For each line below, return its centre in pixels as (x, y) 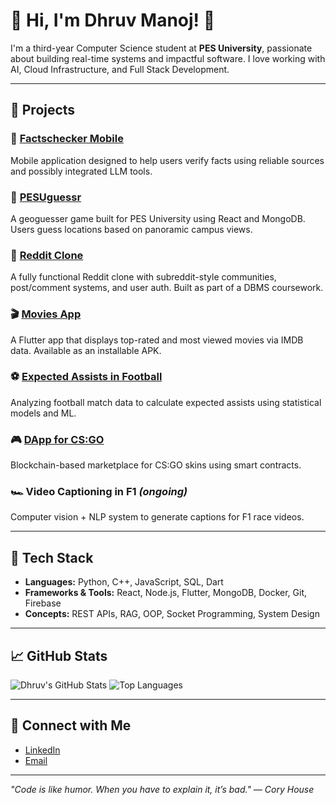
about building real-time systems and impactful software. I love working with (168, 58)
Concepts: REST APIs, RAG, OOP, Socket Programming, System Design (172, 614)
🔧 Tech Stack (52, 557)
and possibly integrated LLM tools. (81, 171)
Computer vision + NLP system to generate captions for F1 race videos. (157, 517)
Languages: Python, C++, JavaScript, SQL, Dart (124, 582)
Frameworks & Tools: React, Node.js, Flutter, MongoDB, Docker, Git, (166, 593)
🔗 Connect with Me (71, 725)
